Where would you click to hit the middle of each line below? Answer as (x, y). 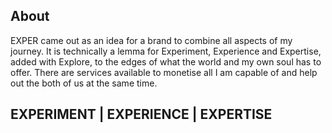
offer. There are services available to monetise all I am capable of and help (164, 72)
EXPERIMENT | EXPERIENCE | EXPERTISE (141, 114)
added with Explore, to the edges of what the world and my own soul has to (166, 61)
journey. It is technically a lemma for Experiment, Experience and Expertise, (166, 51)
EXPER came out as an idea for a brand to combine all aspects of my (151, 40)
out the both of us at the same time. (84, 83)
